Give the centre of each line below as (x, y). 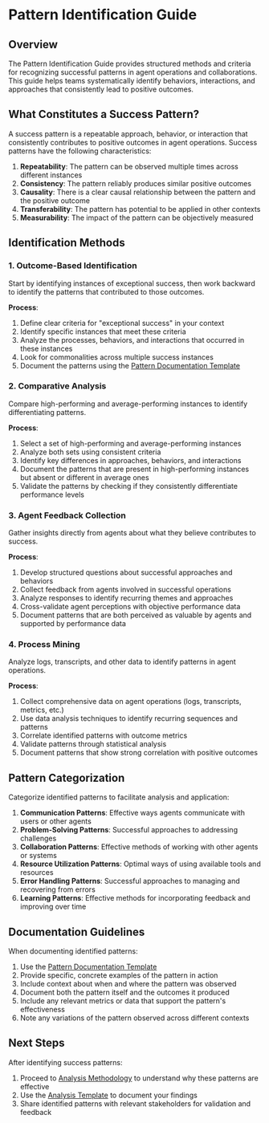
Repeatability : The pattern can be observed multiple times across (129, 166)
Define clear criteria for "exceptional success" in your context (122, 323)
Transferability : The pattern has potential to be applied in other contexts (140, 209)
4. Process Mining (44, 645)
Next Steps (37, 1043)
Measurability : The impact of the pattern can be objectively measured (137, 218)
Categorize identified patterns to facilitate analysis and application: (119, 797)
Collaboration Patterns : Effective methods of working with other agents (139, 847)
